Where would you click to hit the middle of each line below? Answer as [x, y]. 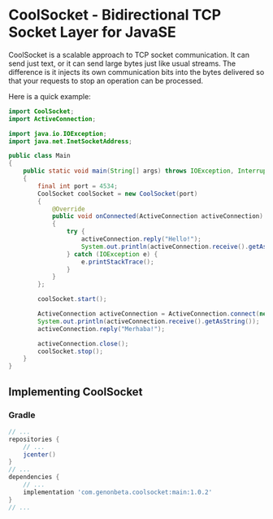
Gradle [22, 415]
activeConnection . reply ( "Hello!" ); [141, 239]
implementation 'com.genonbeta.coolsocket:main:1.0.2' [118, 492]
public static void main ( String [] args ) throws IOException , [128, 171]
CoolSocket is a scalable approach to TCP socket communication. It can [129, 55]
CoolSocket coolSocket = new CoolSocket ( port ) [118, 194]
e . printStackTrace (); [117, 262]
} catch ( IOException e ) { [112, 254]
